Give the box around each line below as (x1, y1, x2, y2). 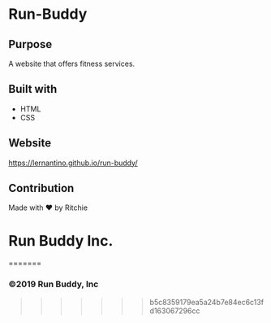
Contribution (8, 181, 75, 195)
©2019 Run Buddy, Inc (8, 278, 99, 290)
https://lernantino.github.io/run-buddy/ (8, 158, 138, 168)
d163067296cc (149, 306, 200, 316)
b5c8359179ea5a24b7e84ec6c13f (149, 297, 265, 307)
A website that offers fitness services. (8, 59, 135, 68)
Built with (8, 82, 58, 96)
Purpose (8, 37, 53, 51)
